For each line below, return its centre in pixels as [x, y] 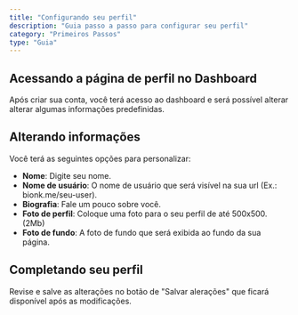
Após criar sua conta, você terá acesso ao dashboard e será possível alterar [149, 100]
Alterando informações [75, 137]
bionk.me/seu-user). [60, 194]
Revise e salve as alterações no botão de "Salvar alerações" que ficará [139, 291]
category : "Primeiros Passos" [65, 34]
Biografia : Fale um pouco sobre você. [92, 204]
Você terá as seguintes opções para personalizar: [100, 158]
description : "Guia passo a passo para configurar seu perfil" [129, 26]
